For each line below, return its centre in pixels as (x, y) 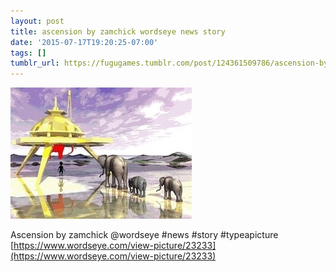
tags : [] (28, 53)
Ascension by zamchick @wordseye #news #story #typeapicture (144, 235)
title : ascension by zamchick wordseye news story (118, 31)
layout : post (37, 21)
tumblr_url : (35, 63)
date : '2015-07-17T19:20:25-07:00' (84, 42)
